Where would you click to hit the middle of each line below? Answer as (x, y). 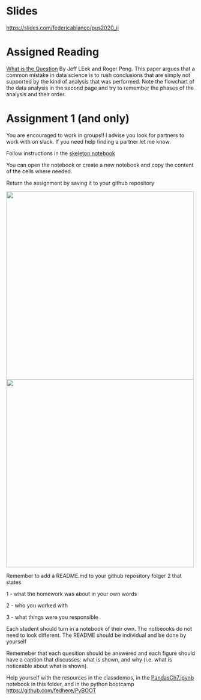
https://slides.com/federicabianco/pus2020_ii (62, 28)
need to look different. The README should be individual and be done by (96, 635)
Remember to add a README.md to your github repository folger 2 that (94, 576)
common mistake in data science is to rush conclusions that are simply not (98, 75)
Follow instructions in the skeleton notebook (61, 153)
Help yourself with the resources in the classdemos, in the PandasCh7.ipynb (100, 677)
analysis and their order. (36, 94)
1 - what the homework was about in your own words (72, 594)
